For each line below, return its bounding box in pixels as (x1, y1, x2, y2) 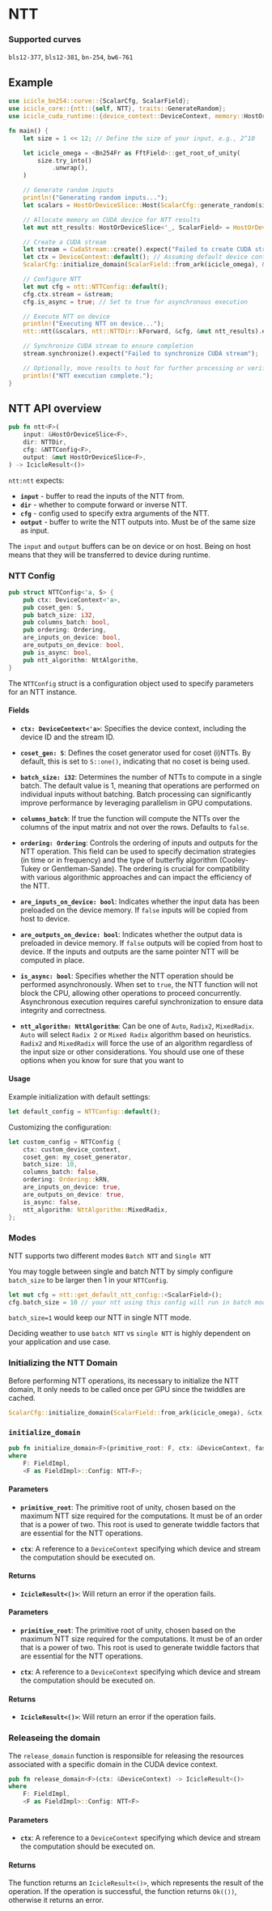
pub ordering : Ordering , (23, 626, 107, 634)
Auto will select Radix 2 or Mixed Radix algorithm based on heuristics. (19, 1029, 252, 1039)
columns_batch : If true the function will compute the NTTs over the (19, 813, 240, 823)
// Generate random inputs (23, 186, 114, 194)
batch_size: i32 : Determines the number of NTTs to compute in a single (19, 772, 262, 781)
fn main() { (8, 126, 49, 134)
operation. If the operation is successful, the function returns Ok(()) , (8, 1887, 237, 1896)
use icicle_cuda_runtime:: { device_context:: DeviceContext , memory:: (8, 113, 244, 121)
